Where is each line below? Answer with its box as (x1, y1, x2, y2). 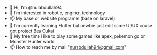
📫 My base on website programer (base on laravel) (9, 15, 115, 21)
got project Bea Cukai (9, 28, 54, 34)
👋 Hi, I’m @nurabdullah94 (9, 5, 62, 10)
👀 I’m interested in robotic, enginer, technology (9, 10, 105, 16)
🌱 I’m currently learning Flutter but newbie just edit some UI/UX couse (9, 23, 152, 28)
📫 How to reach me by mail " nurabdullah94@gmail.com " (9, 44, 127, 50)
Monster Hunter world (9, 39, 55, 44)
